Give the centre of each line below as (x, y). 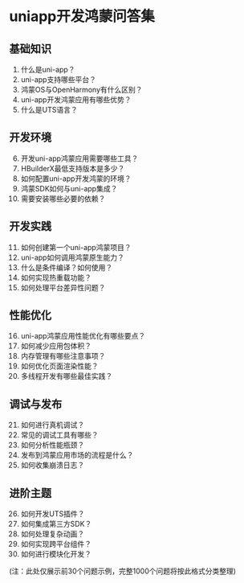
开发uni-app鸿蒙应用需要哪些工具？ (79, 158)
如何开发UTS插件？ (53, 514)
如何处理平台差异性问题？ (63, 287)
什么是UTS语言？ (49, 110)
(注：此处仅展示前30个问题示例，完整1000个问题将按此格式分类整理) (122, 571)
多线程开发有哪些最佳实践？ (67, 376)
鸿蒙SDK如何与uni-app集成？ (69, 188)
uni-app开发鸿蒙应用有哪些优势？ (76, 100)
